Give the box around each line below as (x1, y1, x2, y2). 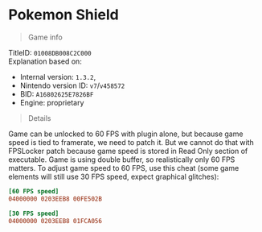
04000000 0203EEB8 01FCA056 (8, 217, 103, 225)
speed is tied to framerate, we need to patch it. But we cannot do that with (8, 137, 255, 147)
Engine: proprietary (19, 97, 84, 107)
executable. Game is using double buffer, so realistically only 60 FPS (8, 155, 235, 164)
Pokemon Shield (8, 6, 119, 24)
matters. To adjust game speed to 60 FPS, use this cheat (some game (8, 163, 239, 172)
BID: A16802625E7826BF (19, 89, 94, 98)
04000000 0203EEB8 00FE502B (8, 195, 103, 203)
